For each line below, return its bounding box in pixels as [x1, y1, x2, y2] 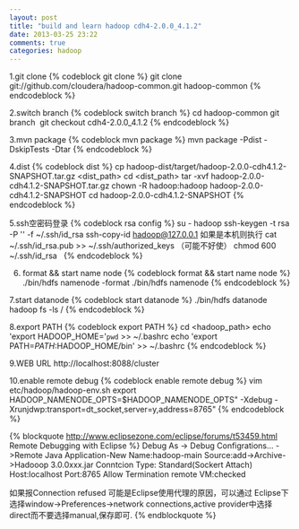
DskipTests [9, 144, 50, 155]
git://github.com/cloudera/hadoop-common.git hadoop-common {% [9, 81, 261, 91]
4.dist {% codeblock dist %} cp [9, 161, 125, 172]
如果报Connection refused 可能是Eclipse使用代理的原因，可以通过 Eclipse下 [9, 488, 289, 499]
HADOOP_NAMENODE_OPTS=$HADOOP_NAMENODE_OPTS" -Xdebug [9, 395, 273, 405]
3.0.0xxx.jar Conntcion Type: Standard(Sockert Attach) [50, 459, 253, 471]
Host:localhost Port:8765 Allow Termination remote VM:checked [9, 469, 246, 480]
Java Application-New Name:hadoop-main [44, 450, 203, 461]
